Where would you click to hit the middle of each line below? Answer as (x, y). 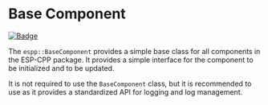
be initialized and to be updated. (61, 68)
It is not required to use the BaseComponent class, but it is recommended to (130, 84)
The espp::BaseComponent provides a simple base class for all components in (134, 51)
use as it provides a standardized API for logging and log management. (126, 91)
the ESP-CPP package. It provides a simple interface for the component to (131, 60)
